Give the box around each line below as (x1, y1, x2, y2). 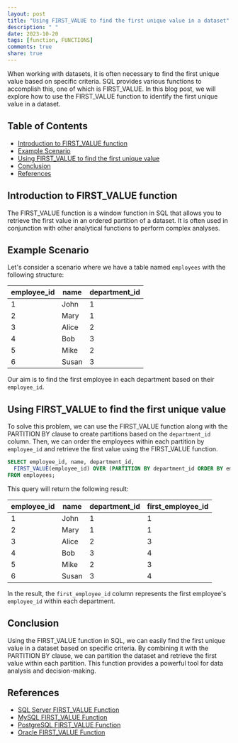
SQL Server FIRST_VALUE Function (17, 705, 120, 714)
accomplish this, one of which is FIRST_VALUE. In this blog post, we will (7, 84, 216, 93)
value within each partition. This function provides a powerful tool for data (7, 659, 224, 667)
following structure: (7, 270, 64, 279)
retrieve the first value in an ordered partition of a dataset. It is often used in (7, 216, 228, 224)
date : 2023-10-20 (7, 30, 59, 38)
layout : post (7, 10, 46, 18)
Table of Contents (7, 120, 89, 132)
